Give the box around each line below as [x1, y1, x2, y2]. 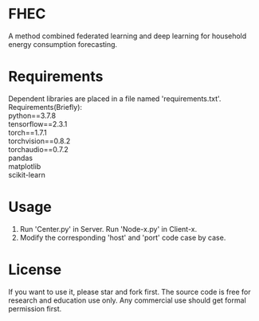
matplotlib [8, 161, 41, 171]
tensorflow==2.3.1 [8, 119, 68, 128]
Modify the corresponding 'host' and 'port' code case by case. [19, 233, 226, 242]
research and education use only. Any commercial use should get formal [8, 296, 247, 305]
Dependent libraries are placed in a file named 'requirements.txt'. [8, 93, 222, 104]
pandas [8, 153, 33, 162]
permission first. [8, 303, 62, 313]
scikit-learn [8, 170, 45, 179]
